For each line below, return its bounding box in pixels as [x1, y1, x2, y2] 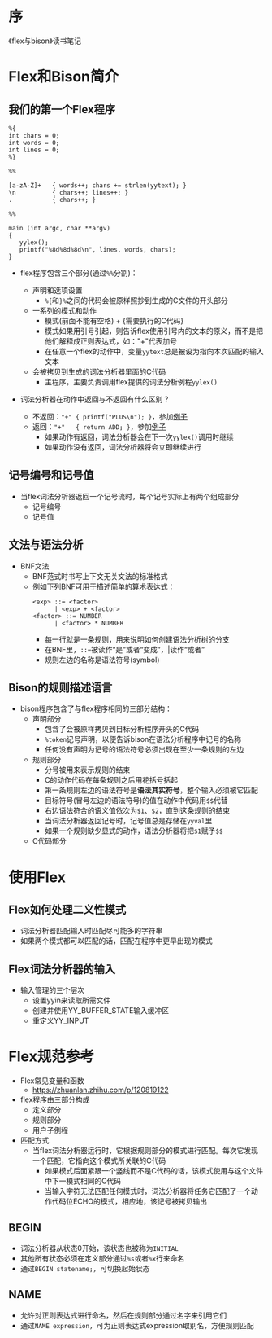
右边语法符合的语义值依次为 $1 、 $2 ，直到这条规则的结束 [44, 805, 231, 815]
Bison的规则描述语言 [8, 681, 113, 695]
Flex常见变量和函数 [19, 1076, 84, 1086]
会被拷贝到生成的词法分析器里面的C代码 [32, 366, 166, 376]
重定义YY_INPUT [32, 1016, 89, 1026]
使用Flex [8, 868, 67, 886]
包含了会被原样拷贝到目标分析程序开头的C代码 [44, 724, 200, 734]
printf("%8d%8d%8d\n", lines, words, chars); [19, 245, 176, 253]
